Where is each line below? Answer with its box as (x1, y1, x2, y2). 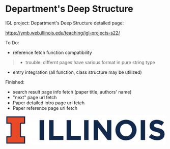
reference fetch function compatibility (12, 49, 93, 55)
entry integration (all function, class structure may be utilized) (12, 69, 142, 75)
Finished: (5, 79, 24, 85)
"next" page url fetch (12, 94, 57, 100)
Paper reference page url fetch (12, 105, 78, 111)
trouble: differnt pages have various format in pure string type (25, 59, 155, 65)
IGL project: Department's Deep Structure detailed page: (5, 20, 124, 26)
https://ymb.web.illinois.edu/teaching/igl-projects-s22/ (5, 29, 121, 36)
